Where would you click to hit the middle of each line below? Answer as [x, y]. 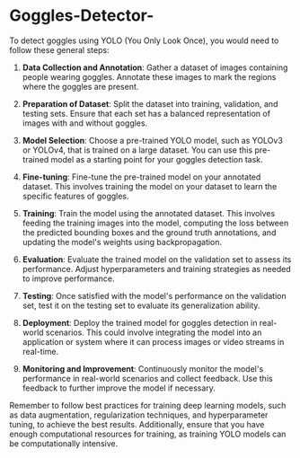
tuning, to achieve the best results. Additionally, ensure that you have [137, 424]
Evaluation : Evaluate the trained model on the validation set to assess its [157, 259]
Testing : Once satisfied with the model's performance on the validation [154, 295]
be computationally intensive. [64, 443]
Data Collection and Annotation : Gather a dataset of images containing [155, 67]
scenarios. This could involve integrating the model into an [154, 332]
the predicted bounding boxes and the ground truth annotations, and [149, 232]
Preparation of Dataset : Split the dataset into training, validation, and [150, 103]
